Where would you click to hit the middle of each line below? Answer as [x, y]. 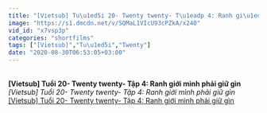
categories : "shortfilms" [51, 38]
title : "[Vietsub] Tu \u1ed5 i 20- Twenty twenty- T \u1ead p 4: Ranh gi [126, 16]
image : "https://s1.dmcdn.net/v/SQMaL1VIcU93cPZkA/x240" [104, 23]
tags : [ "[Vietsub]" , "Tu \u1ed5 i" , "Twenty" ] [79, 45]
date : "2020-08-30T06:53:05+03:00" [67, 53]
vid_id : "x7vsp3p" [39, 30]
